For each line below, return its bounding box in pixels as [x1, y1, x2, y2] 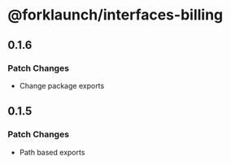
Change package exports [19, 80, 105, 90]
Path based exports [19, 147, 85, 157]
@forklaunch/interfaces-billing [7, 6, 224, 24]
